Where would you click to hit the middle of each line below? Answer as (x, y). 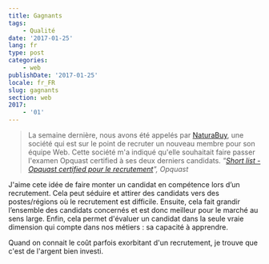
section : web (30, 98)
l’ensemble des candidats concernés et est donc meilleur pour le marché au (133, 210)
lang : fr (23, 46)
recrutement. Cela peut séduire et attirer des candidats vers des (114, 193)
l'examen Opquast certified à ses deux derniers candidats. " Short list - (144, 160)
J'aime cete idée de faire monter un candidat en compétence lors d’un (124, 184)
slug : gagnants (34, 90)
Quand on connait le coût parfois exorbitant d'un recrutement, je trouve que (133, 242)
